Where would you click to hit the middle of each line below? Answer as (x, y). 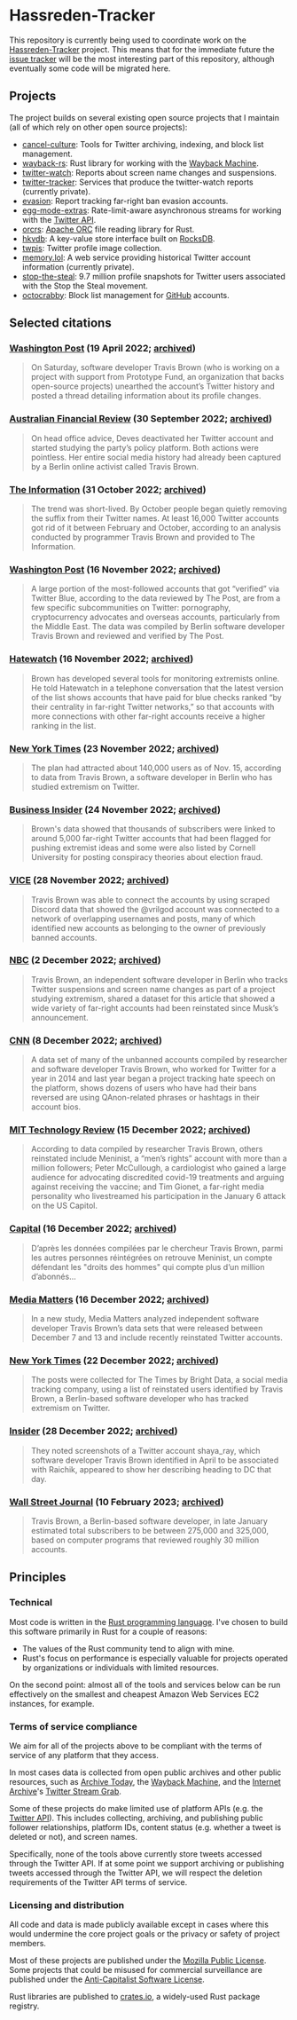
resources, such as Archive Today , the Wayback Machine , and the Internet (145, 1781)
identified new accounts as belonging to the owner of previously (148, 927)
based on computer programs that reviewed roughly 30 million (145, 1540)
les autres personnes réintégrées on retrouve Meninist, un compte (152, 1258)
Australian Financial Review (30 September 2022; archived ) (141, 419)
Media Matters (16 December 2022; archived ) (109, 1299)
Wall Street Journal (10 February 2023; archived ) (117, 1502)
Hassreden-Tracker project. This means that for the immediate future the (142, 49)
